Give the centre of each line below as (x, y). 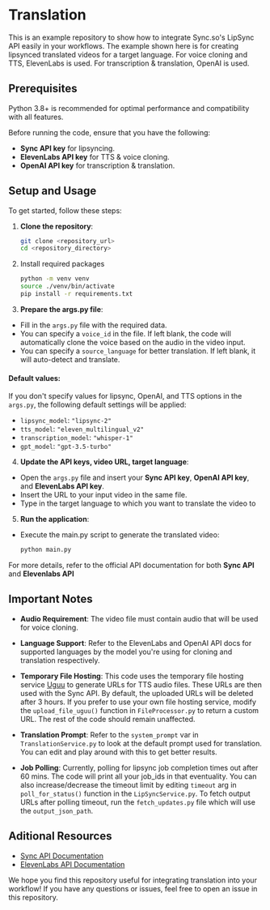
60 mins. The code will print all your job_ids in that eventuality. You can (138, 776)
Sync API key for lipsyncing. (67, 148)
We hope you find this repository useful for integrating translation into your (133, 880)
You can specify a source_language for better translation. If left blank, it (138, 351)
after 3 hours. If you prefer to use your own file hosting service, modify (138, 702)
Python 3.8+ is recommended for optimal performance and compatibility (129, 108)
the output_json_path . (57, 810)
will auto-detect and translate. (70, 359)
